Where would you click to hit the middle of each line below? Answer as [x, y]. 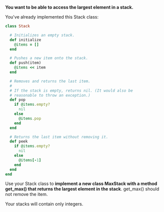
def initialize [25, 40]
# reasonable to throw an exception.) [50, 95]
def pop [18, 100]
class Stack [17, 26]
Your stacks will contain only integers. [44, 204]
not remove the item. [26, 194]
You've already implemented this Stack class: [52, 17]
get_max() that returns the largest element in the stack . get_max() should [82, 189]
